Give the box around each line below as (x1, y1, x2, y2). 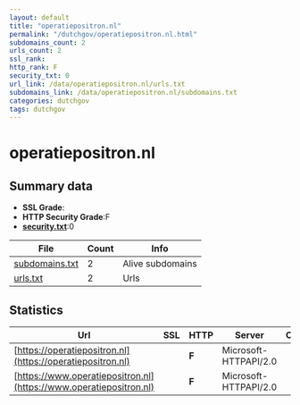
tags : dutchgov (9, 105, 66, 114)
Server (235, 329, 265, 342)
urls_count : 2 (9, 46, 62, 55)
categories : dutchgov (9, 96, 90, 105)
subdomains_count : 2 (9, 38, 87, 47)
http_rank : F (9, 63, 58, 72)
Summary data (9, 178, 94, 193)
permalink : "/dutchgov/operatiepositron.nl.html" (9, 30, 198, 38)
